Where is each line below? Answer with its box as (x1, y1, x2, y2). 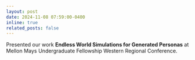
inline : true (6, 19, 38, 25)
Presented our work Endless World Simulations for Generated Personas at (6, 41, 189, 48)
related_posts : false (6, 25, 59, 31)
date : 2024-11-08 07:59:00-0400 (6, 14, 85, 20)
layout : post (6, 8, 38, 15)
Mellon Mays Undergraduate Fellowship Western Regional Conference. (6, 48, 178, 55)
